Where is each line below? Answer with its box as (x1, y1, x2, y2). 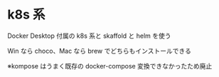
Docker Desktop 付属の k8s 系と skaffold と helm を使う (7, 31, 172, 40)
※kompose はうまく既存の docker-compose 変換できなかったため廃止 (7, 61, 213, 70)
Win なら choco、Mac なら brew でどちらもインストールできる (7, 46, 192, 55)
